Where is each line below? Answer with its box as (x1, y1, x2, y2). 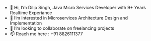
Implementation (9, 20, 42, 26)
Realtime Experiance (9, 10, 52, 16)
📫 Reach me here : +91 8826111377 (9, 31, 83, 37)
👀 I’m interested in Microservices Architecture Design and (9, 15, 128, 20)
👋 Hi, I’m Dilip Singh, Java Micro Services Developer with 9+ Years (9, 5, 146, 10)
